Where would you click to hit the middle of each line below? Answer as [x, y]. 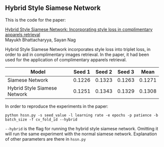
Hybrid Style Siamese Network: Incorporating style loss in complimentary [79, 29]
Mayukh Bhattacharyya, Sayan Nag [41, 40]
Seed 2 [104, 72]
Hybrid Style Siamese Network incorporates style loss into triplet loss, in [78, 49]
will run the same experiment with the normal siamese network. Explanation [81, 134]
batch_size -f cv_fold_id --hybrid [41, 120]
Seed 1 [82, 72]
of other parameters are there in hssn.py [46, 139]
